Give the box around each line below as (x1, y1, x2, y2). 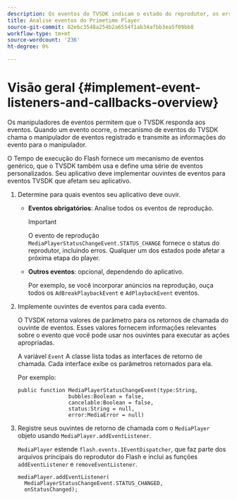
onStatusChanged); (24, 486, 78, 493)
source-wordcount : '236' (7, 37, 80, 44)
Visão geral (7, 80, 75, 96)
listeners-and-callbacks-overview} (7, 94, 219, 111)
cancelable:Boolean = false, (68, 399, 154, 406)
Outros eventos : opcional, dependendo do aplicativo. (28, 267, 185, 276)
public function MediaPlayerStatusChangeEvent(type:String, (17, 386, 198, 394)
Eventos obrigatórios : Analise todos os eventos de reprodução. (28, 204, 214, 212)
